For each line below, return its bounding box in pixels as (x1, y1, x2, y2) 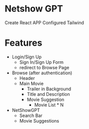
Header (19, 75, 35, 81)
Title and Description (26, 91, 70, 97)
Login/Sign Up (11, 54, 42, 60)
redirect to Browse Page (19, 64, 69, 70)
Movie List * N (34, 101, 64, 108)
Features (4, 37, 42, 49)
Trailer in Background (26, 86, 71, 92)
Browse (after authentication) (11, 70, 72, 76)
